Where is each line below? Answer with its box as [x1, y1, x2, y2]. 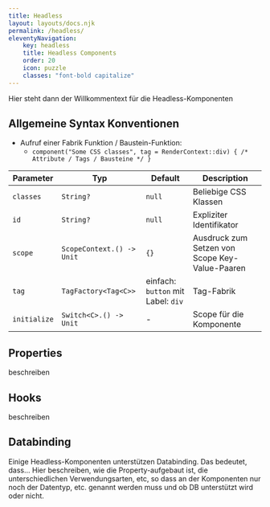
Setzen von [192, 243, 235, 254]
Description [202, 173, 248, 184]
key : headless [22, 42, 70, 50]
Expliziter [192, 210, 228, 221]
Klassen [192, 196, 223, 207]
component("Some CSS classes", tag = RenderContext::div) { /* [31, 148, 249, 157]
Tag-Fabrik [192, 286, 236, 297]
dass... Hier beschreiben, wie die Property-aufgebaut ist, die [8, 465, 209, 475]
